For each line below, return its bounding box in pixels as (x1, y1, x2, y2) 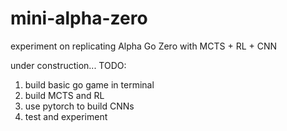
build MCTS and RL (24, 89, 105, 101)
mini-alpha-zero (10, 7, 148, 30)
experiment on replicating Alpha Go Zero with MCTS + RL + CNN (10, 40, 278, 52)
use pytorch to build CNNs (24, 100, 135, 112)
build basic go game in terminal (24, 78, 155, 91)
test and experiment (24, 110, 108, 122)
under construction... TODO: (10, 59, 127, 71)
